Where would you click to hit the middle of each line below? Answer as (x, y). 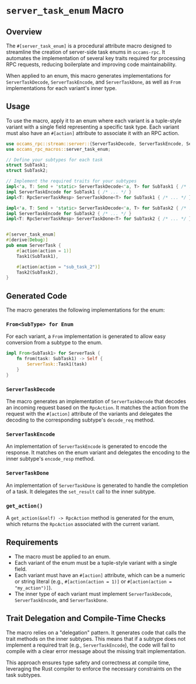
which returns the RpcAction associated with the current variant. (83, 524)
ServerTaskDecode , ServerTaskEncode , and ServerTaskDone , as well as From (94, 82)
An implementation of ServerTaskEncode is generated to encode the (87, 446)
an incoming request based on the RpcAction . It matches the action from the (97, 407)
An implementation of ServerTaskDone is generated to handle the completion (97, 485)
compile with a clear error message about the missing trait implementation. (96, 651)
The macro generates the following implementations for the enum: (85, 310)
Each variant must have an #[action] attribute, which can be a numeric (100, 575)
